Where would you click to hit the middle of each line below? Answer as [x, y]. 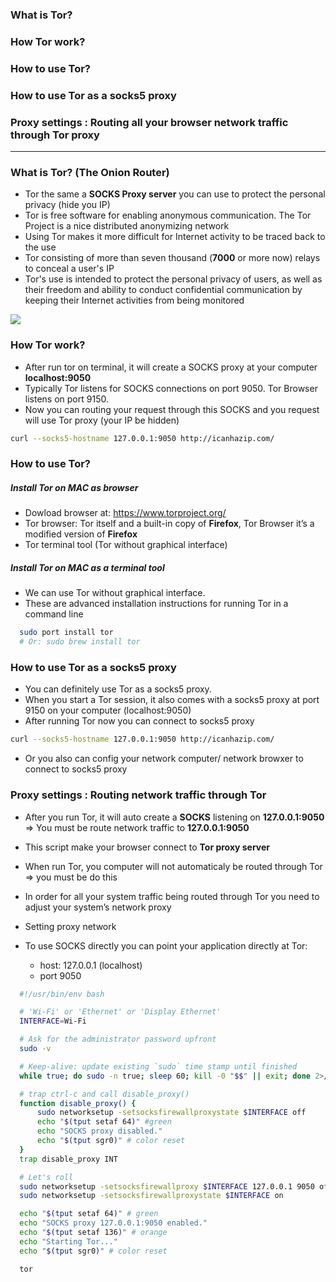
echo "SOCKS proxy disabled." [99, 1131]
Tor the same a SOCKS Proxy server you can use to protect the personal [175, 194]
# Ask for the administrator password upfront [118, 1039]
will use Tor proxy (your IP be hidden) [102, 420]
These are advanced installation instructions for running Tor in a [156, 604]
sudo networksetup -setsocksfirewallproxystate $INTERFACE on [151, 1196]
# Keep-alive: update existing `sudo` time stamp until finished [158, 1066]
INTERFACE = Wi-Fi [53, 1021]
